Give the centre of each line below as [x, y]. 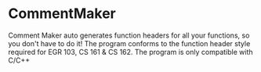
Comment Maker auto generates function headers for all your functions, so [129, 35]
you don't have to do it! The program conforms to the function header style [129, 43]
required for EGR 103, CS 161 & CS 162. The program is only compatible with [130, 52]
